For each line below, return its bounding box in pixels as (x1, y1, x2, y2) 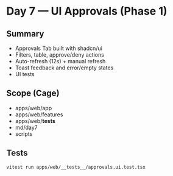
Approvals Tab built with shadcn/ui (15, 44, 102, 52)
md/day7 (15, 124, 38, 131)
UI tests (15, 71, 35, 77)
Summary (6, 29, 44, 39)
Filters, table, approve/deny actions (15, 51, 105, 58)
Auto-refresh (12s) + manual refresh (15, 58, 106, 65)
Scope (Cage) (6, 88, 60, 99)
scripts (15, 130, 33, 138)
